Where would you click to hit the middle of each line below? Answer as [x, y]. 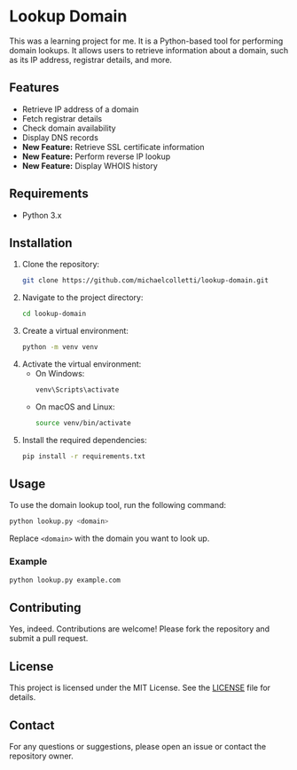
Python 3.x [42, 215]
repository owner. [41, 756]
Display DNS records [60, 137]
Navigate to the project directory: [82, 298]
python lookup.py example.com [65, 580]
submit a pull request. [49, 639]
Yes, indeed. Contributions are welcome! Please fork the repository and [140, 629]
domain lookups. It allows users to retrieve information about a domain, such [149, 50]
